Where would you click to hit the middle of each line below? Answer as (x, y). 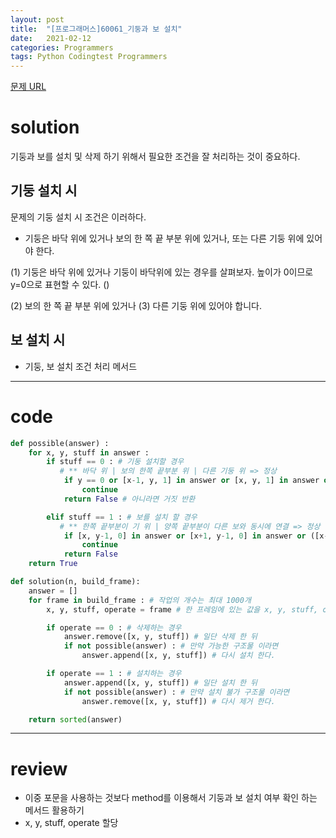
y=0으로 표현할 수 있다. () (60, 284)
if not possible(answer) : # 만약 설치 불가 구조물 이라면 (176, 692)
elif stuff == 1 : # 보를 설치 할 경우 (122, 517)
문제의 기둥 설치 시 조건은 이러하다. (78, 217)
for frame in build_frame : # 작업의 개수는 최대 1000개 (140, 600)
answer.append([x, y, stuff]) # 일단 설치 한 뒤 (160, 682)
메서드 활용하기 (54, 810)
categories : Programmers (62, 47)
